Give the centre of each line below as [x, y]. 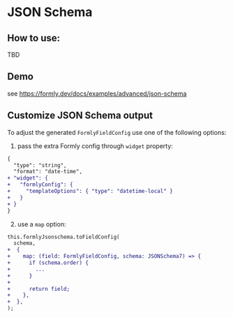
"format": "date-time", [48, 172]
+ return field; [39, 289]
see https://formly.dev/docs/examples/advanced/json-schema [97, 93]
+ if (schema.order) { [48, 263]
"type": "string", [40, 165]
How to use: [34, 38]
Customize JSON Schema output [80, 116]
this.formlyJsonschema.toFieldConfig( [63, 237]
